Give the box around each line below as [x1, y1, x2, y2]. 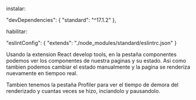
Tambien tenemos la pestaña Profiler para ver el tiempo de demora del [6, 81, 179, 88]
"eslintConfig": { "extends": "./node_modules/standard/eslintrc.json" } [6, 40, 177, 46]
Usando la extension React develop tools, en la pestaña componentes [6, 51, 177, 58]
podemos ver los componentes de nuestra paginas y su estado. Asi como [6, 57, 186, 64]
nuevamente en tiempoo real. [6, 70, 78, 76]
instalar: [6, 5, 26, 12]
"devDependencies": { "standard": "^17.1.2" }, [6, 17, 117, 23]
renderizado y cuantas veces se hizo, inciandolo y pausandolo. [6, 88, 160, 94]
